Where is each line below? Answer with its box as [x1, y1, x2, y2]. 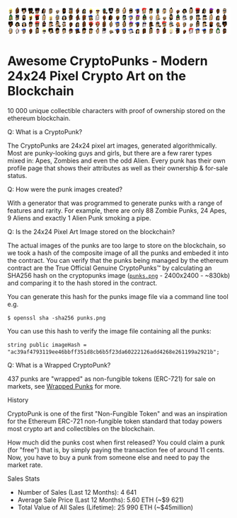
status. [7, 171, 28, 179]
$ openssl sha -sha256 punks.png [7, 314, 106, 322]
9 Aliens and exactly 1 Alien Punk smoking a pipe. [7, 213, 151, 222]
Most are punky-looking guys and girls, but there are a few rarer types [7, 148, 212, 157]
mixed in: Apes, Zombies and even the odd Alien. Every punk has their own [7, 156, 226, 165]
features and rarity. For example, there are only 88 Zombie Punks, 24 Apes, [7, 206, 227, 215]
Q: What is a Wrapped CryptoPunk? [7, 360, 111, 369]
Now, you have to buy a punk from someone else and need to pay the [7, 453, 210, 461]
